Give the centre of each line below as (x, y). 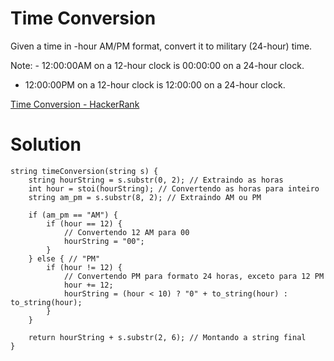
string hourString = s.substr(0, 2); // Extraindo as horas (156, 180)
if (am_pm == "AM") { (73, 215)
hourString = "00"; (104, 241)
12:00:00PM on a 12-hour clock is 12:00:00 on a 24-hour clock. (155, 84)
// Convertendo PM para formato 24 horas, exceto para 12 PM (194, 276)
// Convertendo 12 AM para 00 (126, 232)
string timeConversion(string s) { (84, 171)
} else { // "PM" (64, 258)
